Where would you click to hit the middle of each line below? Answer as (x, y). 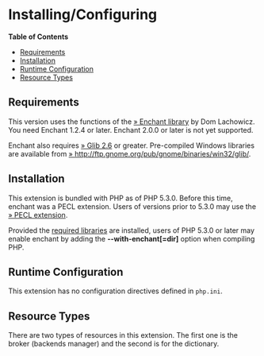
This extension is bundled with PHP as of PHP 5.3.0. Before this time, (121, 198)
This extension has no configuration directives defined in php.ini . (116, 291)
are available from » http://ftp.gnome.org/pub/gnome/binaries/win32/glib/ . (130, 153)
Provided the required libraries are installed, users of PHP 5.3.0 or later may (132, 230)
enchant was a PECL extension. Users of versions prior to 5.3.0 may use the (132, 206)
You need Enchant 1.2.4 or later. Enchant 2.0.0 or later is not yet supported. (131, 130)
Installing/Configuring (83, 15)
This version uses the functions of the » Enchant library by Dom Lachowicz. (132, 122)
